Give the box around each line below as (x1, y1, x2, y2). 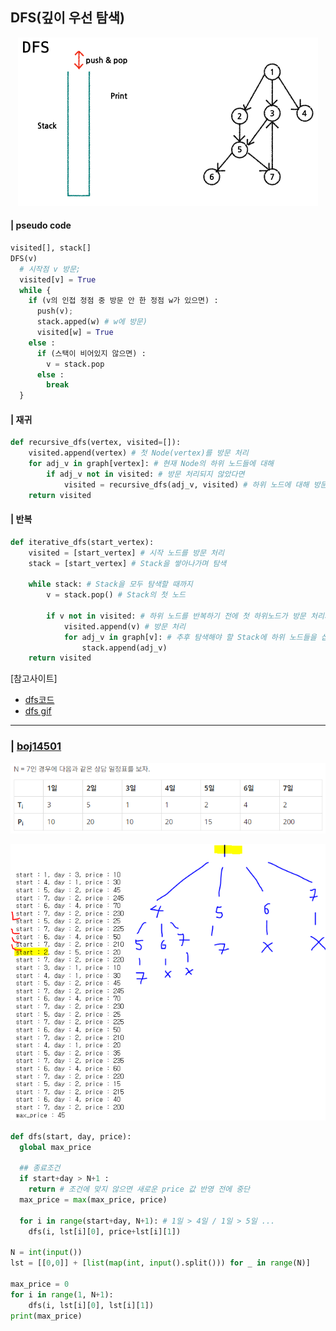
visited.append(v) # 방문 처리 (63, 621, 186, 632)
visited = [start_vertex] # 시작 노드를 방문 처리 (28, 548, 225, 558)
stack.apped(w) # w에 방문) (36, 317, 148, 327)
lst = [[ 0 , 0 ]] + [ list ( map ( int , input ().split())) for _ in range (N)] (10, 1258, 311, 1268)
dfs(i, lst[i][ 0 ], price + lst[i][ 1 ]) (28, 1226, 182, 1237)
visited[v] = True (19, 274, 97, 285)
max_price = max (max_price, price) (19, 1194, 168, 1205)
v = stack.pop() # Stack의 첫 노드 (46, 590, 187, 600)
